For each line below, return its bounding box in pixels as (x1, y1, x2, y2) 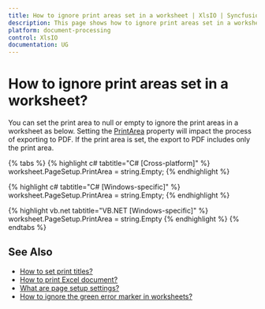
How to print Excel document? (19, 274, 118, 285)
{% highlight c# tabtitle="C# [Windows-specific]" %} (8, 183, 181, 192)
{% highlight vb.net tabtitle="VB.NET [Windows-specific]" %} (8, 206, 209, 216)
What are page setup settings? (19, 283, 120, 292)
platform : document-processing (8, 26, 111, 34)
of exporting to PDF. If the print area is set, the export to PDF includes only (8, 135, 251, 145)
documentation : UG (8, 41, 69, 49)
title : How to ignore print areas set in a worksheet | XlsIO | (8, 11, 224, 20)
